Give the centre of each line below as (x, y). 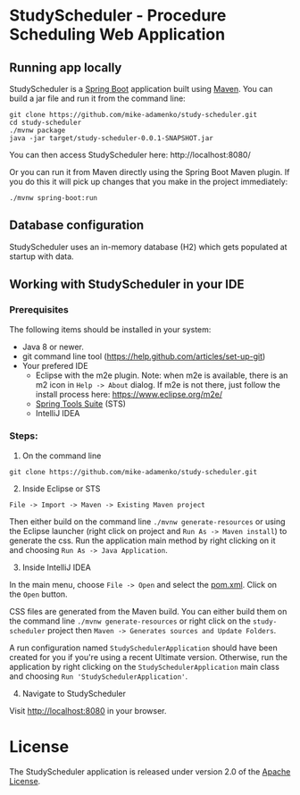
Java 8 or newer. (53, 347)
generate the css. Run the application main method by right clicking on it (142, 540)
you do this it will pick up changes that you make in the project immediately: (149, 181)
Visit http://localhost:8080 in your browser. (88, 710)
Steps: (24, 436)
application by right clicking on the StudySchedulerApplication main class (144, 666)
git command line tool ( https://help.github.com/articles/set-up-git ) (144, 356)
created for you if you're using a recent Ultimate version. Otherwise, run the (149, 657)
